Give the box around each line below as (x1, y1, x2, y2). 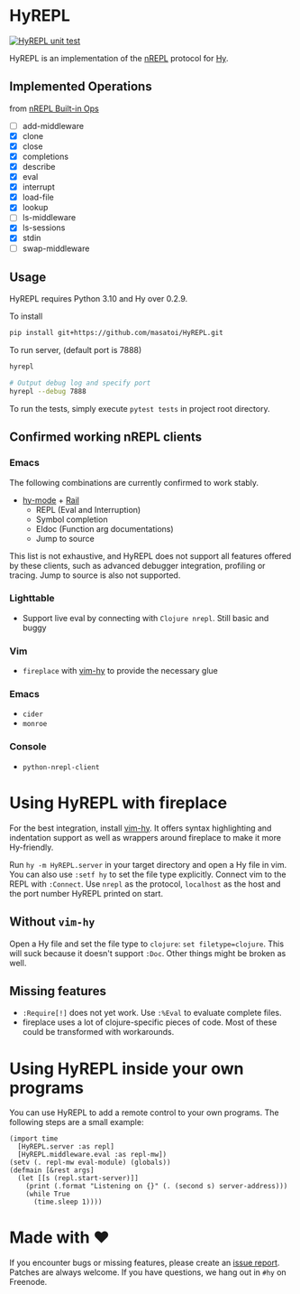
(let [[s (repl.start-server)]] (17, 1174, 140, 1183)
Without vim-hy (9, 914, 95, 930)
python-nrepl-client (22, 762, 100, 772)
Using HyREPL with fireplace (9, 792, 228, 813)
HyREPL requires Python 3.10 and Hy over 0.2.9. (9, 293, 188, 304)
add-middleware (22, 120, 84, 131)
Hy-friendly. (9, 842, 54, 852)
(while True (25, 1189, 70, 1199)
